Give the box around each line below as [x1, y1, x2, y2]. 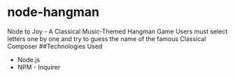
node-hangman [7, 4, 100, 20]
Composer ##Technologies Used [7, 42, 103, 50]
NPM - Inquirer [17, 63, 61, 71]
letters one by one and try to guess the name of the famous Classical [7, 34, 206, 42]
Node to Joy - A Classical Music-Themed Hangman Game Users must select [7, 27, 228, 36]
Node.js [17, 55, 41, 63]
